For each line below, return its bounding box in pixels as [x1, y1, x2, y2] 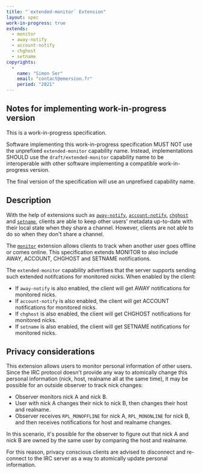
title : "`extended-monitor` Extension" [6, 8, 106, 15]
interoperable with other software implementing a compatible [6, 160, 158, 167]
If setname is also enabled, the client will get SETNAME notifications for [14, 323, 191, 330]
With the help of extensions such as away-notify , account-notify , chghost [6, 211, 189, 218]
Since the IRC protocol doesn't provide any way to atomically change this [6, 369, 188, 376]
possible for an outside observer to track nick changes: [6, 382, 143, 389]
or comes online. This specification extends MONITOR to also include [6, 248, 179, 255]
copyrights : [6, 59, 36, 65]
